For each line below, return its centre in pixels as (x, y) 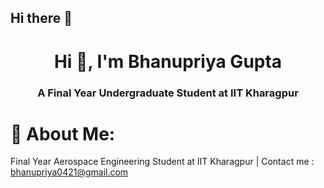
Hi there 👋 (41, 18)
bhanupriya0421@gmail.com (69, 172)
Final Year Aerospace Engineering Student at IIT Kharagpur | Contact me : (162, 162)
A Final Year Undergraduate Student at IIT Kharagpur (168, 93)
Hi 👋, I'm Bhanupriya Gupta (168, 61)
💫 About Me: (63, 133)
